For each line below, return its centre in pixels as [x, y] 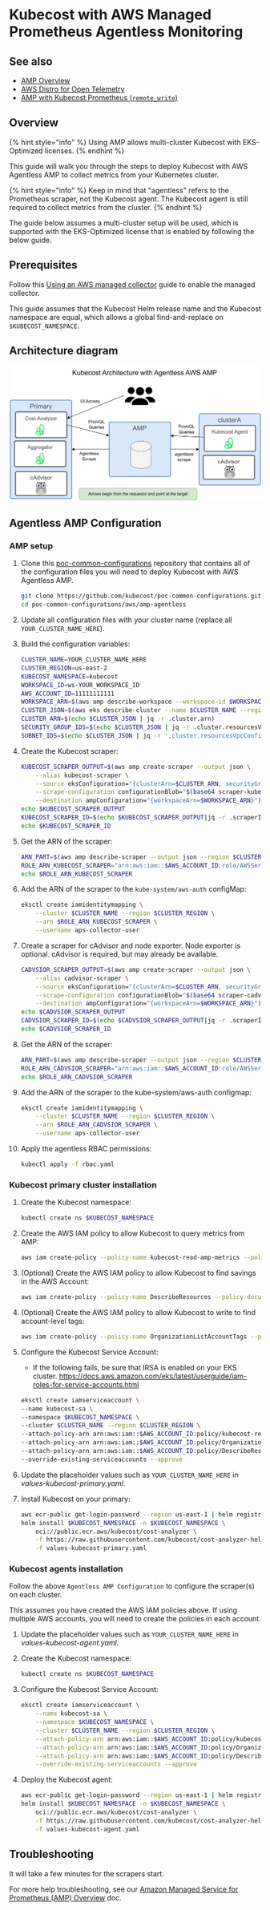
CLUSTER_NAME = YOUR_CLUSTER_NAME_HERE [84, 660]
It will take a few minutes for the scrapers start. [87, 1873]
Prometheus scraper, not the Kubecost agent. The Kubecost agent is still [129, 199]
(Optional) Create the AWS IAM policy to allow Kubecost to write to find [138, 1312]
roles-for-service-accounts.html [86, 1384]
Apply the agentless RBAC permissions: [86, 1149]
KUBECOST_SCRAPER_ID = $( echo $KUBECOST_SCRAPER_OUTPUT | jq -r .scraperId [143, 818]
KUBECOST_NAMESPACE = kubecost [69, 676]
